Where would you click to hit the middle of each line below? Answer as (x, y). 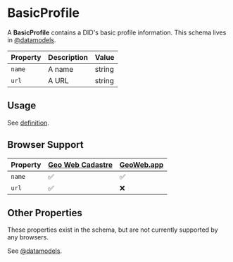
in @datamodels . (32, 39)
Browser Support (46, 145)
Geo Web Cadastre (80, 165)
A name (61, 69)
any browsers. (28, 237)
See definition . (28, 123)
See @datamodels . (34, 251)
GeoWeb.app (141, 165)
